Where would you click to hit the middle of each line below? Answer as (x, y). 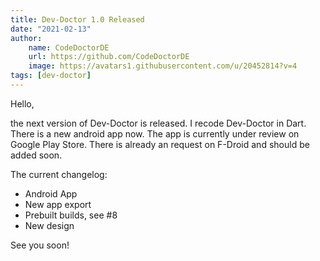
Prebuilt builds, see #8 (71, 215)
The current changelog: (59, 174)
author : (26, 38)
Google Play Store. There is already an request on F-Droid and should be (160, 144)
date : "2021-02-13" (51, 29)
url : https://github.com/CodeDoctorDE (109, 57)
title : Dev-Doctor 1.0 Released (77, 19)
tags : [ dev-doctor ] (51, 76)
